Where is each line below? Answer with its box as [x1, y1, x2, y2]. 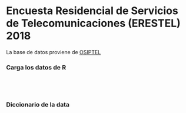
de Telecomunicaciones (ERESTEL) [6, 16, 181, 30]
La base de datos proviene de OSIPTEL [6, 48, 101, 55]
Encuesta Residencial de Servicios [6, 4, 178, 18]
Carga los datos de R [6, 63, 67, 71]
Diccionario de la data [6, 101, 69, 109]
